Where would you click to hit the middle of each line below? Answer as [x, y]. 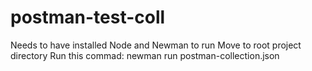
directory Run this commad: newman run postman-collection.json [145, 55]
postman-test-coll [88, 17]
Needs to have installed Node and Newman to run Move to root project [156, 45]
